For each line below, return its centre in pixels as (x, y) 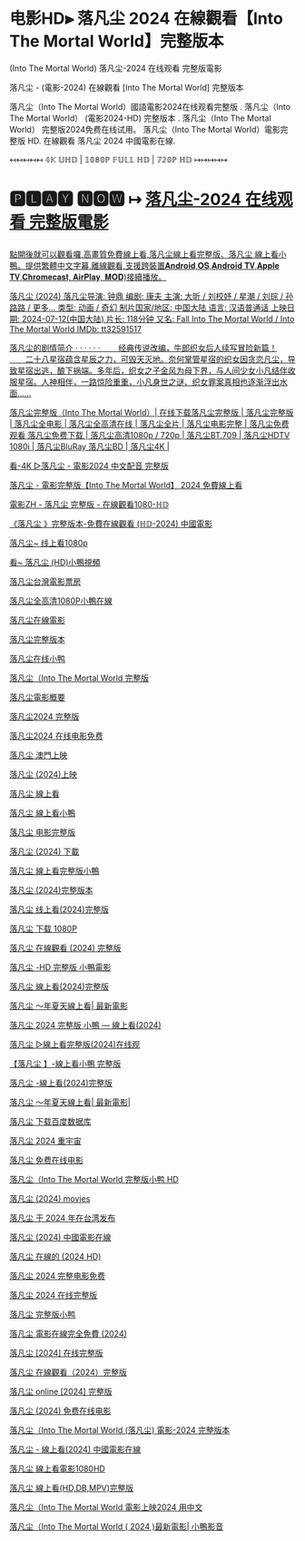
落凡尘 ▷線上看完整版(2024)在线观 (75, 1045)
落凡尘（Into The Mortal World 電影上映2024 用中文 (106, 1507)
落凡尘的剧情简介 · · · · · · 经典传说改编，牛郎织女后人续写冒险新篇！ (143, 348)
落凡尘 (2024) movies (50, 1199)
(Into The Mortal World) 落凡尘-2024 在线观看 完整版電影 (116, 68)
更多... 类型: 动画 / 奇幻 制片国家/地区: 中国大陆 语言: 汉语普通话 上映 (160, 308)
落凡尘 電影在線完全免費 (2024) (68, 1334)
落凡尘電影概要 (37, 697)
